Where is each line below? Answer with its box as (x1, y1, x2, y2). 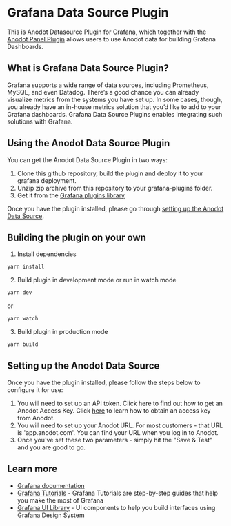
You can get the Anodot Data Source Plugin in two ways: (7, 155, 168, 164)
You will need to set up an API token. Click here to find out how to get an (17, 399, 223, 407)
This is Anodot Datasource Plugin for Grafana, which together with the (7, 28, 207, 36)
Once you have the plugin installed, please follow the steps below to (7, 378, 201, 387)
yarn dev (7, 289, 32, 296)
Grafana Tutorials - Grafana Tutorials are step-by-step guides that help (17, 489, 219, 497)
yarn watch (7, 315, 39, 322)
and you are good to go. (17, 443, 86, 451)
